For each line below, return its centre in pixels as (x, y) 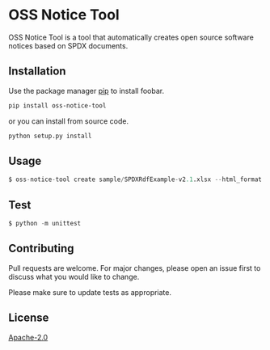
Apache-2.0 (28, 337)
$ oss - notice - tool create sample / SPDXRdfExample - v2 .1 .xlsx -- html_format (135, 179)
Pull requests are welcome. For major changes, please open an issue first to (135, 268)
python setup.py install (50, 136)
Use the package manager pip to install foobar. (86, 91)
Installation (37, 72)
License (29, 318)
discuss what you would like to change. (74, 276)
